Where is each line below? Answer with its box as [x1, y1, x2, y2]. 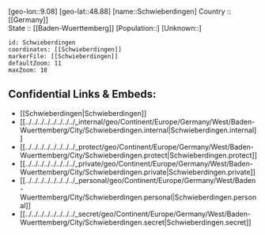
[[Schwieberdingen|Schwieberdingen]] [19, 108, 147, 117]
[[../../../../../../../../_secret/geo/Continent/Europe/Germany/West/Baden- [19, 209, 252, 218]
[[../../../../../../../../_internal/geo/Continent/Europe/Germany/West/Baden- [19, 117, 256, 126]
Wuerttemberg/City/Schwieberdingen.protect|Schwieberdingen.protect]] [19, 150, 257, 160]
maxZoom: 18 [8, 66, 47, 74]
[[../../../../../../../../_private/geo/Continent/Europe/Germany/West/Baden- [19, 159, 253, 168]
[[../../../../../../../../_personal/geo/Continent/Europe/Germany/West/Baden [19, 175, 256, 185]
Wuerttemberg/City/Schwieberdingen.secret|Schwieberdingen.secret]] [19, 217, 252, 227]
